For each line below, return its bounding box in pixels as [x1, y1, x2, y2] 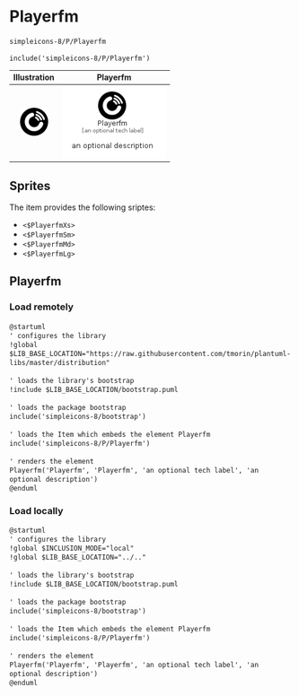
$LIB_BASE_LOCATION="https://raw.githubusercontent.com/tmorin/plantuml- [9, 349, 292, 358]
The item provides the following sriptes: [9, 202, 156, 213]
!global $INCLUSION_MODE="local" [9, 544, 135, 552]
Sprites [9, 178, 51, 194]
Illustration [13, 72, 56, 83]
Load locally [9, 504, 64, 517]
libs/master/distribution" [9, 358, 110, 367]
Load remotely [9, 300, 75, 313]
